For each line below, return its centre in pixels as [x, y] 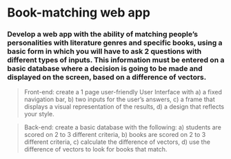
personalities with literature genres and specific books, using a [115, 43]
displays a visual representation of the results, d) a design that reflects [124, 107]
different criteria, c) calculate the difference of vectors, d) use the [117, 142]
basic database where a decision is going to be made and [105, 69]
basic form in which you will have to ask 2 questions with [104, 52]
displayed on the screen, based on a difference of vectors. [107, 77]
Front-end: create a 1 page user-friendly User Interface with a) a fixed [123, 92]
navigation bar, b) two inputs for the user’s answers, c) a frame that [119, 99]
